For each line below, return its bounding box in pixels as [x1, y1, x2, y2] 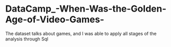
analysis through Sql [5, 36, 49, 42]
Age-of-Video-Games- [5, 14, 104, 25]
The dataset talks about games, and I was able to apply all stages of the [5, 30, 157, 36]
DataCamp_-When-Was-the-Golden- [5, 3, 166, 15]
